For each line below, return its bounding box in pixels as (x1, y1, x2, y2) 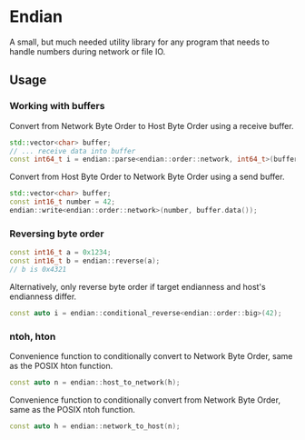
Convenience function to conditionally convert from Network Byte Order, (9, 394, 281, 405)
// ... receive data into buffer (9, 146, 136, 155)
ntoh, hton (9, 330, 56, 343)
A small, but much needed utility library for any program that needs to (9, 36, 270, 47)
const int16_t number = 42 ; (9, 197, 116, 206)
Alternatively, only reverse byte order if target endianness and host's (9, 281, 266, 292)
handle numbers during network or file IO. (9, 45, 166, 56)
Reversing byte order (9, 227, 104, 240)
